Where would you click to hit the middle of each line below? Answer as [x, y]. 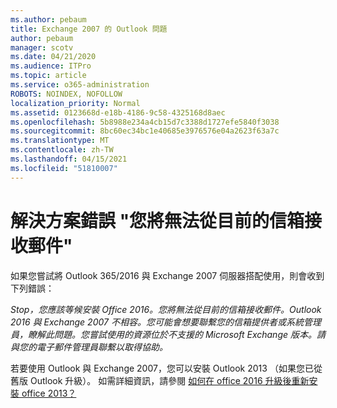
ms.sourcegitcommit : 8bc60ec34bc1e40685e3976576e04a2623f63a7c [145, 131]
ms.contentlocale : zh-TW [62, 150]
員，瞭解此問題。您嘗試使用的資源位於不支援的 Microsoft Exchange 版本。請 [168, 334]
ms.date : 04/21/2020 [53, 57]
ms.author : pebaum [48, 19]
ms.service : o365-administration [80, 85]
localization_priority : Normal [75, 103]
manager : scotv [42, 47]
